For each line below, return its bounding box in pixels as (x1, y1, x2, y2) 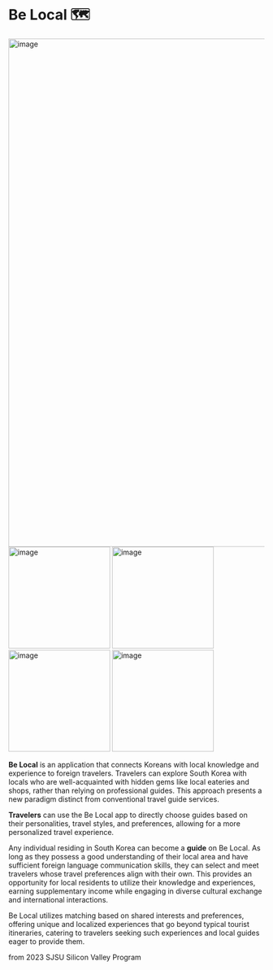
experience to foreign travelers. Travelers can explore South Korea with (8, 768, 248, 778)
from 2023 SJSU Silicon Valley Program (8, 952, 142, 962)
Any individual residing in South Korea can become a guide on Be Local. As (8, 842, 262, 853)
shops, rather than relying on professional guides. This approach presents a (8, 785, 262, 795)
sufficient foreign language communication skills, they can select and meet (8, 860, 259, 870)
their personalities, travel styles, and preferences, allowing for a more (8, 818, 241, 829)
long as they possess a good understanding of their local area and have (8, 851, 249, 861)
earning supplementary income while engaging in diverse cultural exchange (8, 886, 262, 896)
